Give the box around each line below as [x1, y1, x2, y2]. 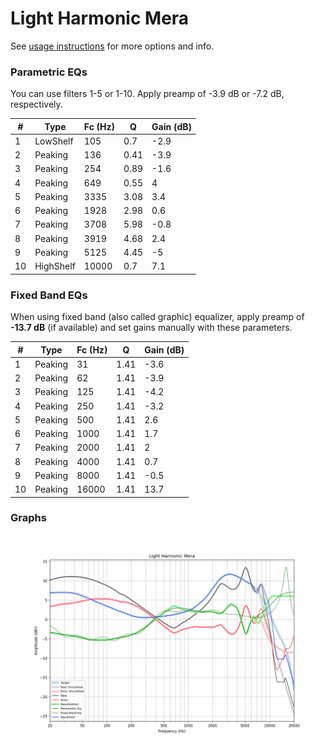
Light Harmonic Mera [10, 7, 190, 30]
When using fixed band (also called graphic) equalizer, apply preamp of [10, 311, 305, 323]
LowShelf [34, 135, 74, 147]
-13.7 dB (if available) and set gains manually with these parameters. [10, 322, 293, 334]
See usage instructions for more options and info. [10, 40, 215, 52]
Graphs [10, 511, 47, 525]
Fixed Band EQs [10, 288, 88, 302]
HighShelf [34, 260, 76, 272]
